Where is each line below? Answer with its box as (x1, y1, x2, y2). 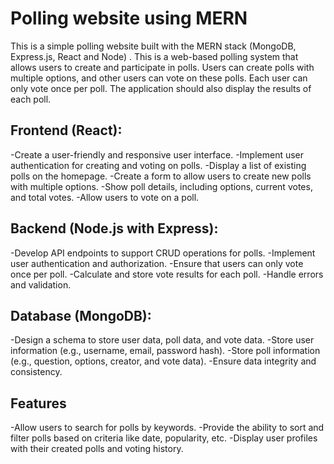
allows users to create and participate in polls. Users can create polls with (10, 61, 315, 73)
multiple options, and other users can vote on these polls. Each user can (10, 72, 308, 84)
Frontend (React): (10, 122, 123, 139)
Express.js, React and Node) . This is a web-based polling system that (10, 50, 299, 62)
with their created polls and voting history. (10, 443, 184, 455)
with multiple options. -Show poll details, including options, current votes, (10, 180, 313, 192)
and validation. (10, 278, 72, 291)
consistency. (10, 366, 63, 378)
